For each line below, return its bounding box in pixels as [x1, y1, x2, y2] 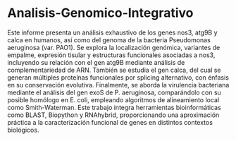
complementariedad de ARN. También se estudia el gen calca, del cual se [7, 66, 221, 74]
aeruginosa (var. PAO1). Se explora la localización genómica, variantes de [7, 43, 221, 51]
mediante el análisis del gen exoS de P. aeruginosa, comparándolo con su [7, 88, 222, 97]
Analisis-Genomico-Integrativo [7, 5, 194, 21]
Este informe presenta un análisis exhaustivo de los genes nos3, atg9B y [7, 28, 218, 37]
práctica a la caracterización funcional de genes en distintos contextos [7, 118, 213, 126]
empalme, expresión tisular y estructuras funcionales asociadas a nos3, [7, 51, 216, 59]
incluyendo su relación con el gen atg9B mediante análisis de [7, 58, 185, 66]
